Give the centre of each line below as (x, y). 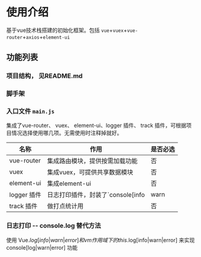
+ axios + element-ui (46, 37)
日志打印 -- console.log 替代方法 (54, 226)
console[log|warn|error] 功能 (42, 247)
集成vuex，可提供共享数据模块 (90, 172)
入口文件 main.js (30, 111)
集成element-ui (69, 184)
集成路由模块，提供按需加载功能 (92, 161)
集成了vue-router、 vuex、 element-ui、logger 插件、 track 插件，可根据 (96, 125)
